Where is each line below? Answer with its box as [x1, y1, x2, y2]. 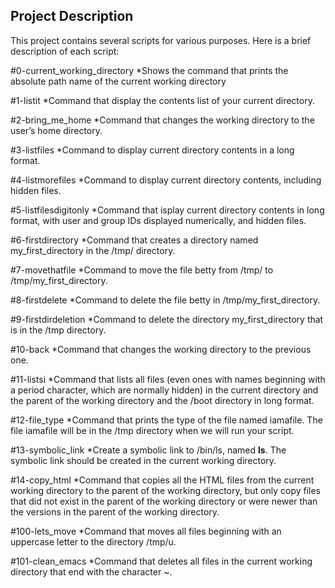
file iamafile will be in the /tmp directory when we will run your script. [10, 424, 295, 436]
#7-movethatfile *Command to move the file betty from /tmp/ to [10, 264, 274, 276]
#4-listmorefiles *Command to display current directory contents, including [10, 174, 322, 186]
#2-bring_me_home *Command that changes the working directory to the [10, 114, 315, 126]
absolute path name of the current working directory [10, 75, 227, 87]
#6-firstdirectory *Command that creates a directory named [10, 234, 259, 246]
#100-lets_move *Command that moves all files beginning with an [10, 525, 282, 537]
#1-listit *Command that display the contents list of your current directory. [10, 94, 315, 106]
